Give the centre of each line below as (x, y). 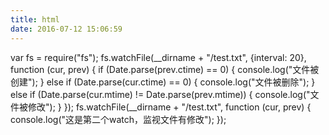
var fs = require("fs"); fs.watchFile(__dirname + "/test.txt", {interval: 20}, (158, 57)
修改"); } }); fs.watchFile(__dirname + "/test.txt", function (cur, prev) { (169, 107)
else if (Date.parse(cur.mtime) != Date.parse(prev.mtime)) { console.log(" (160, 94)
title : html (35, 19)
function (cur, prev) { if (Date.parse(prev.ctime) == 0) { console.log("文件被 (165, 69)
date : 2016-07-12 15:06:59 (66, 29)
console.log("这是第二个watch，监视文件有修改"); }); (118, 119)
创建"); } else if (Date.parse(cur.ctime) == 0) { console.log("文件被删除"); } (163, 82)
